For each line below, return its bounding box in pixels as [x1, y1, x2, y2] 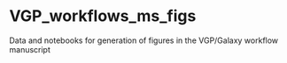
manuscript [9, 44, 51, 54]
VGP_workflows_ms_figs [9, 6, 197, 26]
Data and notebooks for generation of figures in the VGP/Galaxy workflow [9, 35, 279, 45]
